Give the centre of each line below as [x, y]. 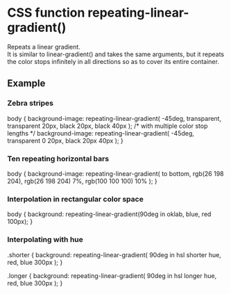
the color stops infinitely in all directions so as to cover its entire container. [113, 61]
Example [26, 84]
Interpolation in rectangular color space [75, 199]
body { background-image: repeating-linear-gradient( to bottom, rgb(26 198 [115, 173]
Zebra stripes [31, 104]
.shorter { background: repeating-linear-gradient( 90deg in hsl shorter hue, [114, 254]
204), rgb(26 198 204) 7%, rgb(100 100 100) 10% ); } [82, 181]
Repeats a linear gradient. [44, 47]
